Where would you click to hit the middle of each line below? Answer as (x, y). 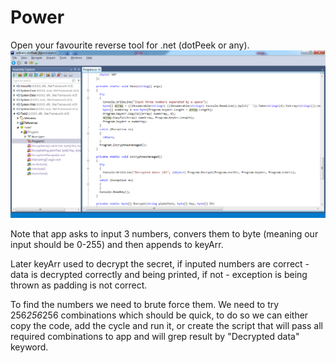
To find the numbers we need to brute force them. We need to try (145, 305)
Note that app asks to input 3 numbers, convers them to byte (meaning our (164, 234)
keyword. (29, 347)
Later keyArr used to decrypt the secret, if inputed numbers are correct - (160, 264)
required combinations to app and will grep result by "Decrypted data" (155, 337)
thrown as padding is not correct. (79, 285)
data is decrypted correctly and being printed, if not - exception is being (159, 275)
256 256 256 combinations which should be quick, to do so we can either (159, 315)
